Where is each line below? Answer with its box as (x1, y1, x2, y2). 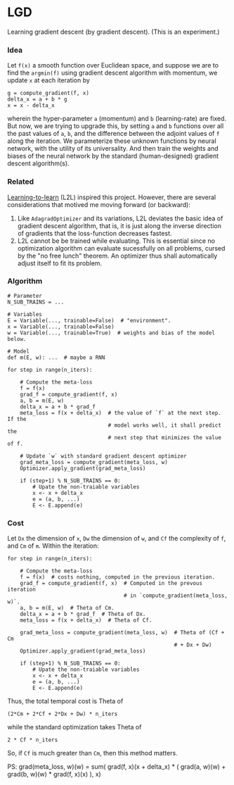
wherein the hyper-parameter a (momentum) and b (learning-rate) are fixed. (7, 114, 227, 123)
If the (7, 415, 27, 422)
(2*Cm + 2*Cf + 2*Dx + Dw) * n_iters (7, 710, 118, 718)
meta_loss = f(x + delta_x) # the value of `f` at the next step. (20, 409, 221, 416)
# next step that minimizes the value (108, 434, 221, 441)
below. (7, 335, 27, 342)
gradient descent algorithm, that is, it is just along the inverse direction (17, 221, 221, 230)
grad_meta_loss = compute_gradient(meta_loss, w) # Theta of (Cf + (20, 629, 225, 636)
